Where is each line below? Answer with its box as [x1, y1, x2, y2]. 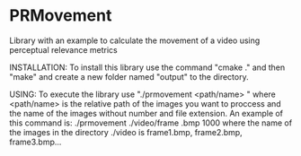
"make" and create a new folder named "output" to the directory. [9, 71, 249, 82]
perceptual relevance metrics [9, 44, 119, 55]
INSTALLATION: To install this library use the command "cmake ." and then [9, 62, 286, 73]
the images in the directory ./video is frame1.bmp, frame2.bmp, [9, 126, 243, 137]
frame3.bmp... [9, 136, 62, 147]
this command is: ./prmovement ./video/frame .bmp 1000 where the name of [9, 117, 293, 128]
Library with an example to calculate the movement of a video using [9, 35, 261, 46]
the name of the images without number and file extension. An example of [9, 108, 284, 118]
